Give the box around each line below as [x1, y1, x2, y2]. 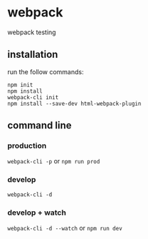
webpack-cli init [7, 93, 59, 101]
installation [7, 49, 58, 61]
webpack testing [7, 28, 56, 36]
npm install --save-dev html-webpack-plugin [7, 100, 142, 107]
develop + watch [7, 208, 66, 218]
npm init [7, 81, 33, 88]
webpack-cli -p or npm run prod [7, 157, 100, 166]
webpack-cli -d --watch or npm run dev [7, 224, 122, 233]
